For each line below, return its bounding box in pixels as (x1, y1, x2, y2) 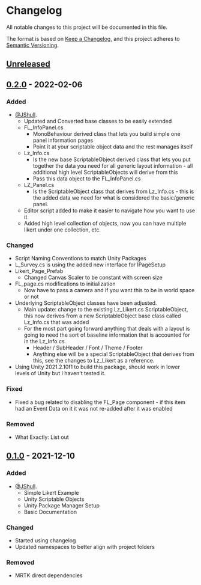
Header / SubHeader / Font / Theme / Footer (32, 344, 143, 352)
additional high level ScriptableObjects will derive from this (32, 169, 178, 176)
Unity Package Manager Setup (23, 501, 100, 509)
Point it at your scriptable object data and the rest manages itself (32, 143, 193, 150)
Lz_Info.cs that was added (23, 319, 89, 326)
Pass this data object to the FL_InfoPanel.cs (32, 175, 141, 182)
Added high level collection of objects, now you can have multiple (23, 220, 187, 227)
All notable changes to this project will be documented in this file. (6, 23, 168, 31)
